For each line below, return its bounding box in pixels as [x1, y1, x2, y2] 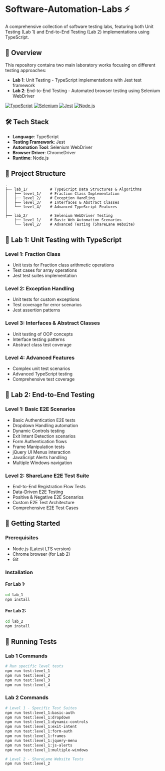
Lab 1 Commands [5, 652, 48, 659]
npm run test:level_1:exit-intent [5, 724, 77, 729]
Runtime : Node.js [12, 155, 49, 161]
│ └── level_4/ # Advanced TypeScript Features [5, 204, 117, 210]
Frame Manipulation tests [12, 444, 65, 450]
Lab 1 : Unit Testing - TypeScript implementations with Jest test [12, 77, 142, 83]
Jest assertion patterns [12, 307, 60, 313]
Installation [5, 569, 33, 576]
